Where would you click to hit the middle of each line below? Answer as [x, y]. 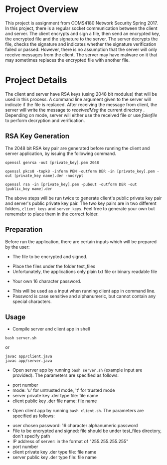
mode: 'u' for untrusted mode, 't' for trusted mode [64, 390]
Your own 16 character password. [47, 281]
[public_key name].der [29, 189]
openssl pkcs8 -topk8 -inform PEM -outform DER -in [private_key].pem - [82, 171]
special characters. [32, 301]
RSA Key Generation [37, 136]
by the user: [17, 247]
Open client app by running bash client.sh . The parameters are [78, 411]
